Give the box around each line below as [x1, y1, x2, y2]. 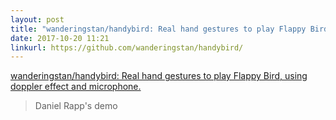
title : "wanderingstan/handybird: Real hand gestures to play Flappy [10, 24, 307, 34]
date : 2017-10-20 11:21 [10, 33, 110, 43]
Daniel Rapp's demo [34, 100, 118, 112]
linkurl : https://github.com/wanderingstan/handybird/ [10, 42, 244, 53]
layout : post [10, 14, 65, 25]
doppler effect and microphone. [10, 81, 142, 93]
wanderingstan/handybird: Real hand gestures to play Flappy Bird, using [10, 70, 308, 82]
